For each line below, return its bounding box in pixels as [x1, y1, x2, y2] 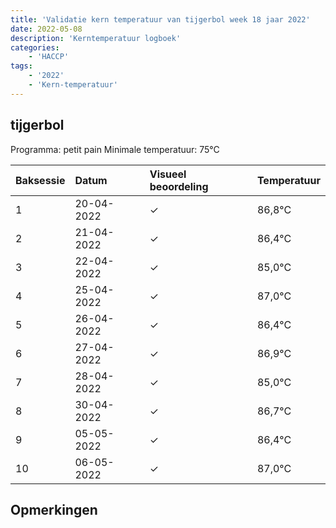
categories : [10, 42, 60, 53]
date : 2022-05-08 [10, 24, 83, 34]
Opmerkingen [10, 501, 98, 518]
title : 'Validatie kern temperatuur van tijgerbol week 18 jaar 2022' [10, 14, 311, 25]
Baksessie [15, 173, 66, 187]
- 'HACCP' [28, 52, 70, 62]
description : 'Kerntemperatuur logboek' [10, 33, 182, 43]
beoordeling [149, 179, 209, 193]
